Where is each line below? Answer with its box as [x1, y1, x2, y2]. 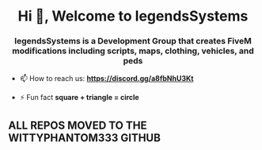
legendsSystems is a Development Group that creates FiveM [14, 36, 252, 47]
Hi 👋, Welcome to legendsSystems [17, 7, 249, 25]
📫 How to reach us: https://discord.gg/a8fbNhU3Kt [19, 74, 194, 83]
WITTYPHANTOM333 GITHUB [8, 131, 161, 144]
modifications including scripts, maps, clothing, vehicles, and [11, 45, 255, 56]
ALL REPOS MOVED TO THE [8, 118, 147, 132]
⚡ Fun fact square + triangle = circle [19, 93, 140, 102]
